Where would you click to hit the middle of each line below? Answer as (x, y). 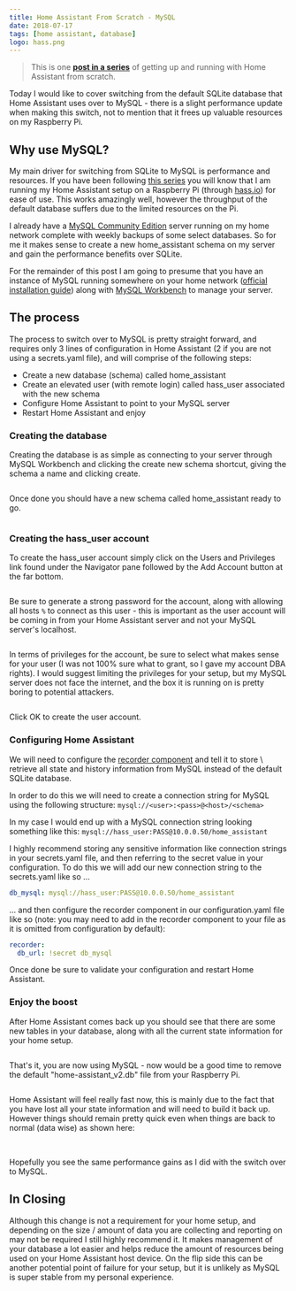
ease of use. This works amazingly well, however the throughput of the (138, 199)
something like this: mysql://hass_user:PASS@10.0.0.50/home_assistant (138, 831)
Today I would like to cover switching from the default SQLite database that (146, 94)
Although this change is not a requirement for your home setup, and (133, 1220)
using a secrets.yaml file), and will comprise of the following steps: (130, 357)
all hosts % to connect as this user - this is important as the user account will (147, 611)
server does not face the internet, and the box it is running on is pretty (137, 683)
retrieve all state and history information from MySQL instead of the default (146, 768)
